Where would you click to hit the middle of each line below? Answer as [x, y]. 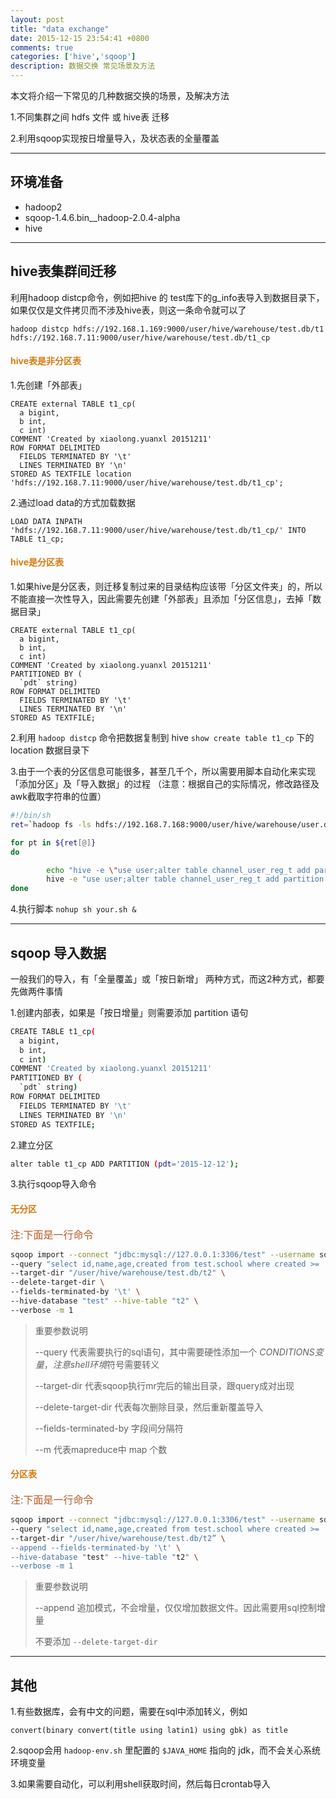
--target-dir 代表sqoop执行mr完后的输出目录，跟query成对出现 [164, 1385]
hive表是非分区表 [46, 361]
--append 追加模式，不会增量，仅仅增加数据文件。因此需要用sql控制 [175, 1608]
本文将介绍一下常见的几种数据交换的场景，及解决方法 [120, 95]
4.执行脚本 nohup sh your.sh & [73, 909]
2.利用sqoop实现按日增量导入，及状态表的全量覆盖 [115, 138]
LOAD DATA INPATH [46, 521]
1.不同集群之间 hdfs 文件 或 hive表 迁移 [90, 117]
